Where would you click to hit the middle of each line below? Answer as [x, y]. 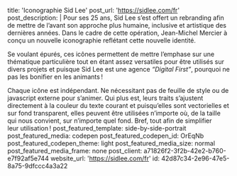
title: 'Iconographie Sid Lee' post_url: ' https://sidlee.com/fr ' [93, 10]
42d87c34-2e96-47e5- [195, 158]
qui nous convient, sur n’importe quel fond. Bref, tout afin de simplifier [110, 121]
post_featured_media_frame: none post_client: [75, 151]
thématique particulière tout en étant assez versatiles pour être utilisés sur [116, 62]
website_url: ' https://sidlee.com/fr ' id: [105, 158]
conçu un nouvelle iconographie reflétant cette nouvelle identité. [102, 40]
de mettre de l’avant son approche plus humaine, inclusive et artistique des [117, 25]
